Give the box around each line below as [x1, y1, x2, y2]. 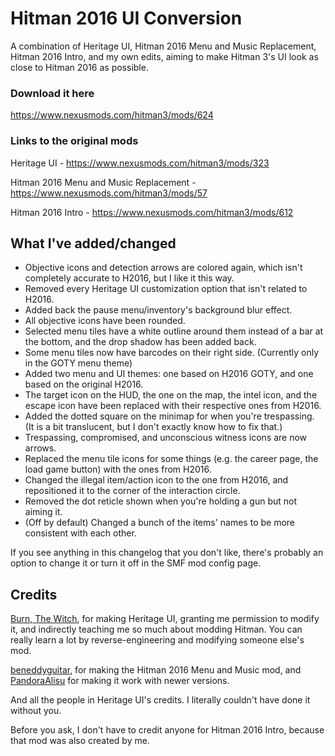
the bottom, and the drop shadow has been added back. [24, 336, 257, 348]
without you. [10, 705, 62, 717]
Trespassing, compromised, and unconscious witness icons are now [24, 432, 308, 444]
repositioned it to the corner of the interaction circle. [24, 485, 241, 497]
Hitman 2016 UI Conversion [10, 7, 243, 30]
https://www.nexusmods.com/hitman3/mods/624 [10, 109, 214, 121]
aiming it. [24, 506, 63, 518]
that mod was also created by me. [10, 735, 150, 747]
